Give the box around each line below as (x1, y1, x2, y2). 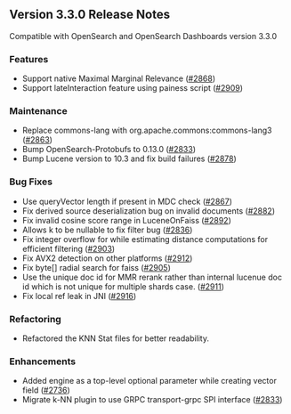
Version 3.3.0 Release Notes (9, 7, 171, 22)
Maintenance (9, 105, 69, 118)
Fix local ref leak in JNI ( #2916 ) (21, 290, 137, 301)
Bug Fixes (9, 175, 53, 188)
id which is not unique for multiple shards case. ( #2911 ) (21, 280, 225, 292)
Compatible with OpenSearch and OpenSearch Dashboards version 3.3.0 (9, 30, 278, 41)
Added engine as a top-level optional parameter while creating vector (21, 376, 278, 386)
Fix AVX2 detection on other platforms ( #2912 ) (21, 253, 193, 264)
